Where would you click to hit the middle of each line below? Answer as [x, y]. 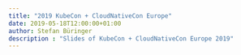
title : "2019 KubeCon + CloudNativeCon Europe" [90, 16]
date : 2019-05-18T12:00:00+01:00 [65, 23]
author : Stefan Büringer [50, 31]
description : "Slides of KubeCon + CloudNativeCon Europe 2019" [121, 38]
